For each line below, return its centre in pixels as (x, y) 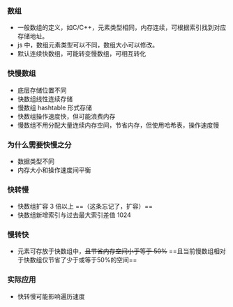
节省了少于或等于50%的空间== (92, 260)
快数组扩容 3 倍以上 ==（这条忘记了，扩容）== (85, 207)
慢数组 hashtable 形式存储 (55, 107)
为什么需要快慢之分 (39, 144)
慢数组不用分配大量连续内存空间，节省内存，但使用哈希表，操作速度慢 (118, 125)
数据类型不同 (36, 161)
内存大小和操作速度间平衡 (54, 170)
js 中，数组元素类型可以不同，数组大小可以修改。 (88, 45)
